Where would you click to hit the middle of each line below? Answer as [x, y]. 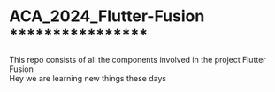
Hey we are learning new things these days [88, 78]
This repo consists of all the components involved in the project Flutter [138, 59]
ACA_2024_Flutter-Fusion [107, 16]
